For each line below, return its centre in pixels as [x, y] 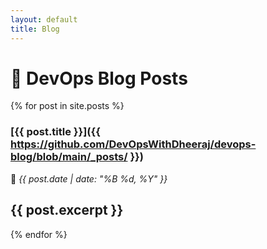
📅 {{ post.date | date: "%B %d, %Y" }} [89, 178]
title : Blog [35, 29]
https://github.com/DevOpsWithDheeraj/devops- [133, 144]
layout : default [44, 19]
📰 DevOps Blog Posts [99, 78]
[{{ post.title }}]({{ [55, 132]
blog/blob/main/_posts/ [69, 157]
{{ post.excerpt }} [67, 210]
